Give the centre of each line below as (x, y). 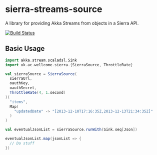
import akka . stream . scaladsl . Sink (41, 60)
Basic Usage (25, 49)
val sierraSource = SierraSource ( (41, 74)
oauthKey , (20, 83)
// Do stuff (22, 143)
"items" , (19, 102)
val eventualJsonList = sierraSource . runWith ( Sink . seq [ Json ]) (71, 130)
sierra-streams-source (54, 9)
